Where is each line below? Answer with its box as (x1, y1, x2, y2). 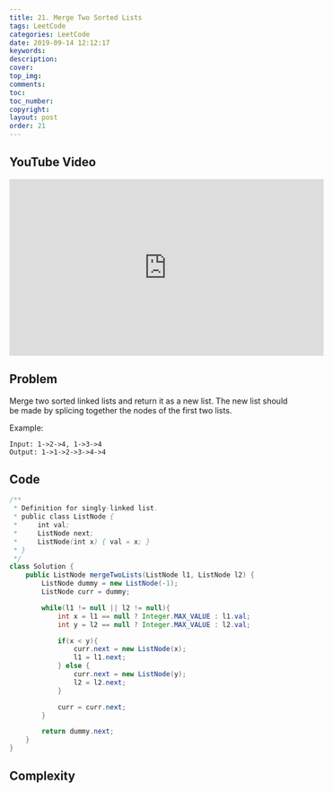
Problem (9, 371, 58, 387)
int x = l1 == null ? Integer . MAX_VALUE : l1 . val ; (57, 612, 251, 621)
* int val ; (13, 521, 70, 530)
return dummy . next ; (41, 727, 115, 736)
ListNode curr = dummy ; (41, 587, 130, 596)
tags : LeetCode (9, 22, 66, 30)
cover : (9, 64, 34, 73)
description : (9, 55, 58, 64)
